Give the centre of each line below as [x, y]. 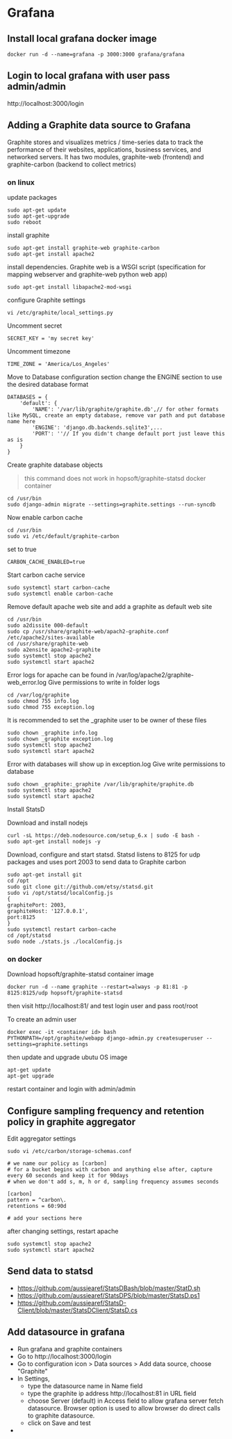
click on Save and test [59, 1423]
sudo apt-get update [37, 210]
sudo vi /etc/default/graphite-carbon [63, 536]
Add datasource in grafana [66, 1332]
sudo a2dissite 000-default [48, 625]
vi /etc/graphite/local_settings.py [60, 312]
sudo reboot [24, 222]
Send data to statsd [50, 1271]
